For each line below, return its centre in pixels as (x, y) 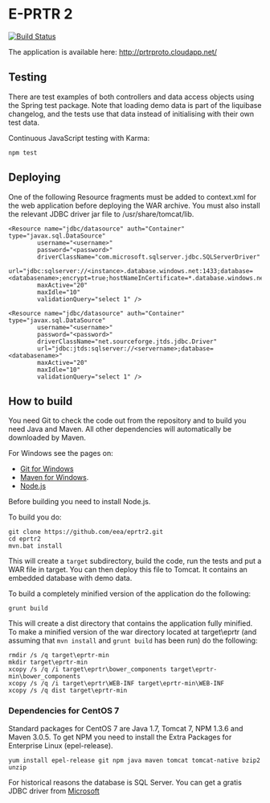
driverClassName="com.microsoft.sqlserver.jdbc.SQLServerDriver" (149, 257)
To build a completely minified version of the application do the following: (130, 594)
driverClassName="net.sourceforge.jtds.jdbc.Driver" (127, 341)
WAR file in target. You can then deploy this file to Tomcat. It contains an (128, 569)
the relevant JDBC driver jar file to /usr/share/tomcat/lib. (101, 213)
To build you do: (35, 517)
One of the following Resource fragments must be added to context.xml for (133, 197)
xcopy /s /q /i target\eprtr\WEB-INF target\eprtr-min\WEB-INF (117, 684)
